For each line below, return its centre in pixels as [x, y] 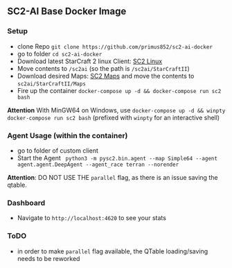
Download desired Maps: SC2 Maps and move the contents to [106, 76]
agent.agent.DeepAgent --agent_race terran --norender [98, 165]
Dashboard [26, 203]
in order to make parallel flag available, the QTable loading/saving [113, 251]
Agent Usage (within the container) [68, 135]
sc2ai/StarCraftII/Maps [52, 84]
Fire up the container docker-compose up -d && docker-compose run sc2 [119, 90]
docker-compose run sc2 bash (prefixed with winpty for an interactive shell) [114, 117]
